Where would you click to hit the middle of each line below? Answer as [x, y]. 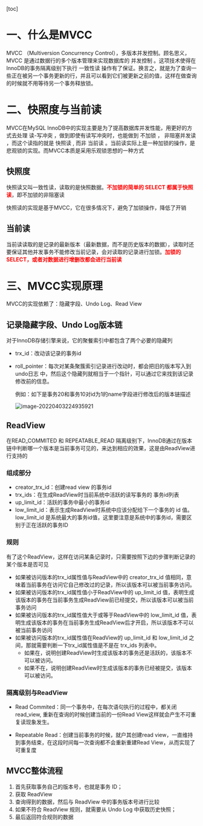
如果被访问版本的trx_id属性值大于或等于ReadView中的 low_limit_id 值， [103, 615]
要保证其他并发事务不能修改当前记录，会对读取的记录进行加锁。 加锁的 [94, 252]
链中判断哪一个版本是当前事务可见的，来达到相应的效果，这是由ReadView [98, 448]
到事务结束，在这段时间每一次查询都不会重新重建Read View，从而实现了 [105, 742]
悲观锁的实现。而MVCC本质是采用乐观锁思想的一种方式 [75, 150]
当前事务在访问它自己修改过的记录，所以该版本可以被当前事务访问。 [110, 585]
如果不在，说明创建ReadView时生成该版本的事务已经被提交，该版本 [108, 667]
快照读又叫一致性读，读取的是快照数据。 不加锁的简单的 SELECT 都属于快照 [100, 187]
